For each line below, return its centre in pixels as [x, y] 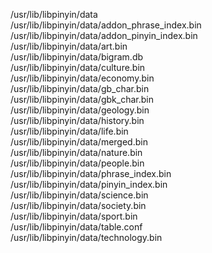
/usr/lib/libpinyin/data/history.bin [77, 120]
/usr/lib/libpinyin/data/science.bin [79, 195]
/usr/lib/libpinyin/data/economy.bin [82, 78]
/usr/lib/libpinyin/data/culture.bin [78, 67]
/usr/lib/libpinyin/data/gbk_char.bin [82, 99]
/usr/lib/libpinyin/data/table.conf [76, 227]
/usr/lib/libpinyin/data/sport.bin [74, 216]
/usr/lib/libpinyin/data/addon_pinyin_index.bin [104, 35]
